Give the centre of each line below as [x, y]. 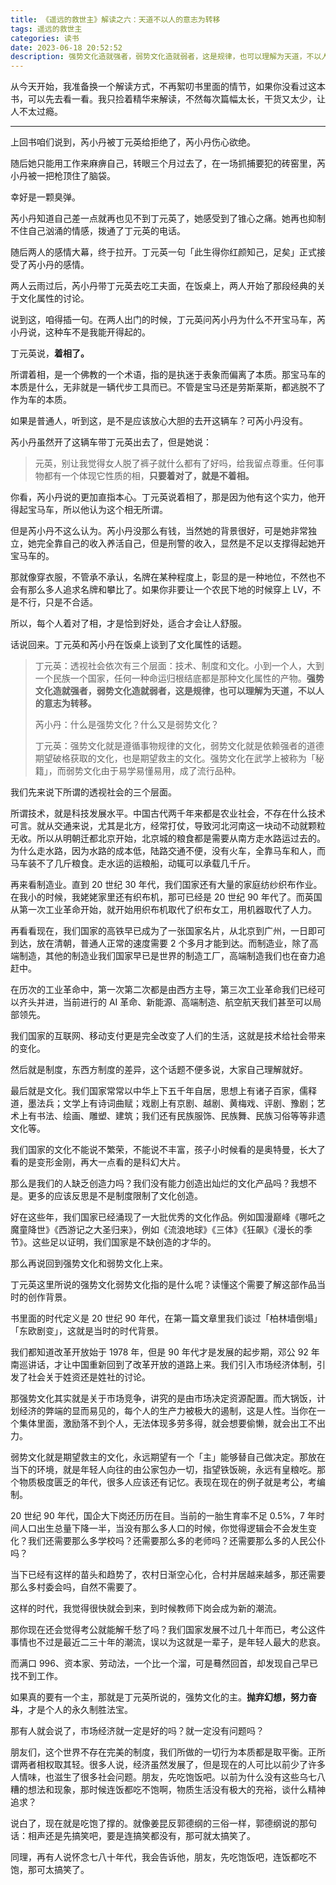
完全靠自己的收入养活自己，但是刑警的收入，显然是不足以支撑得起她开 [181, 543]
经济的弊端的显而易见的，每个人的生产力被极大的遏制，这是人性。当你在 [167, 1411]
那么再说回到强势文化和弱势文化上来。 [89, 1263]
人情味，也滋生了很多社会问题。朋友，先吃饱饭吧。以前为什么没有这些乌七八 [168, 1777]
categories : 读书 [45, 38]
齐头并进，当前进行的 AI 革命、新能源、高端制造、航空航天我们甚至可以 [165, 1002]
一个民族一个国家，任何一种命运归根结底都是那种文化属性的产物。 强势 [179, 678]
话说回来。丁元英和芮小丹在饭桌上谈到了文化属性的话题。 [128, 645]
